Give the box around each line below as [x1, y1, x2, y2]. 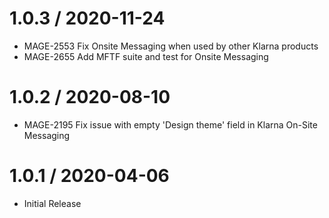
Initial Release [23, 197, 82, 209]
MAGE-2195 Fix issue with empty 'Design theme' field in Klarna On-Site [23, 118, 318, 131]
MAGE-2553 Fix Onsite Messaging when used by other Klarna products [23, 40, 319, 52]
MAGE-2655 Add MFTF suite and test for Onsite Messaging [23, 50, 269, 62]
